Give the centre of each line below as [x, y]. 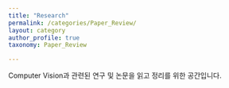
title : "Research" [39, 15]
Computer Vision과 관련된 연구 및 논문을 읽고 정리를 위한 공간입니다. [115, 75]
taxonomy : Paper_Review [48, 45]
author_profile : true [44, 38]
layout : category [37, 30]
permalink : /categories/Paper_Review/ [72, 23]
